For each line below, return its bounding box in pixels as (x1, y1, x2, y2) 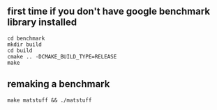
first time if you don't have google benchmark (7, 6, 211, 17)
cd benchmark (7, 35, 45, 42)
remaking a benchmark (7, 78, 110, 90)
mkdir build (7, 41, 42, 48)
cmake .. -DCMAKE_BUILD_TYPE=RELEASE (7, 53, 117, 60)
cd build (7, 47, 33, 54)
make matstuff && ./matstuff (7, 97, 92, 104)
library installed (7, 17, 77, 29)
